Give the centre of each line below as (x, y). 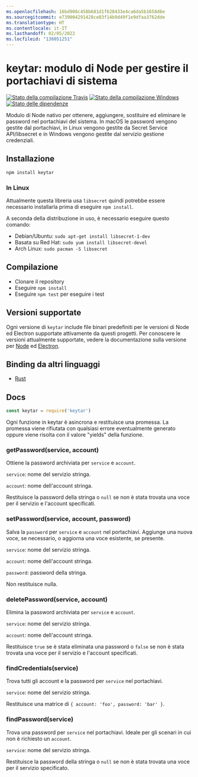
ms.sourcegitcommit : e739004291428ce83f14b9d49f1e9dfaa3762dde (86, 17)
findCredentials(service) (42, 668)
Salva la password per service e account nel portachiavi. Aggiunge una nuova (99, 532)
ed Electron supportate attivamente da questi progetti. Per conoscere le (93, 333)
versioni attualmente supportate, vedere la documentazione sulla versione (96, 339)
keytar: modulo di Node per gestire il (98, 68)
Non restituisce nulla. (32, 584)
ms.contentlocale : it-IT (37, 28)
